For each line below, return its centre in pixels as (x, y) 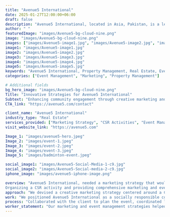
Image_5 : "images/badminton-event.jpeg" (49, 155)
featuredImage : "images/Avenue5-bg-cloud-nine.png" (61, 33)
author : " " (18, 29)
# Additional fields (27, 85)
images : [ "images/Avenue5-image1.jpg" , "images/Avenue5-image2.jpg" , (80, 43)
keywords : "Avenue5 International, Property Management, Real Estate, (81, 71)
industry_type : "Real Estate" (37, 118)
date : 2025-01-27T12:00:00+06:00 (40, 15)
